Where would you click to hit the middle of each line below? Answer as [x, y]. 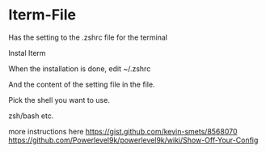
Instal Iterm [27, 53]
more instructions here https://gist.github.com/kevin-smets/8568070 [123, 131]
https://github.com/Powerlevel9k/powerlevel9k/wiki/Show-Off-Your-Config [133, 140]
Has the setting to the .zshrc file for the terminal [88, 37]
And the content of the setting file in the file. [82, 84]
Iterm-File [42, 15]
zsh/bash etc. [31, 116]
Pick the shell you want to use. [59, 100]
